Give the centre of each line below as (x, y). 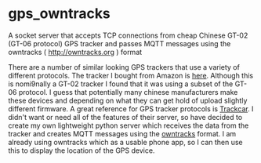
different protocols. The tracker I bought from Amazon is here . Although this (130, 75)
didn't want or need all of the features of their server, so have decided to (125, 117)
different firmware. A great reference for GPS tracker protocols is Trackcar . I (131, 109)
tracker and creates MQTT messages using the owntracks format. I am (122, 133)
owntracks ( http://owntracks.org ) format (75, 52)
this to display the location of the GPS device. (82, 150)
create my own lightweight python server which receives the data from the (129, 125)
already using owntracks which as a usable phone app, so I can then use (125, 142)
